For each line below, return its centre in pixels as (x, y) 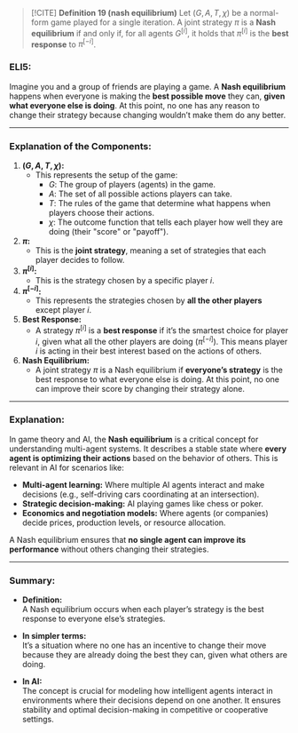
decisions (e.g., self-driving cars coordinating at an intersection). (141, 494)
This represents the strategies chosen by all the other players (149, 300)
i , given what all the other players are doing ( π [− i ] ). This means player (161, 340)
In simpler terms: (54, 636)
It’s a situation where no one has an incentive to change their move (144, 645)
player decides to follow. (80, 259)
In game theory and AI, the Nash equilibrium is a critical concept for (134, 439)
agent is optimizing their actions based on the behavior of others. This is (144, 458)
